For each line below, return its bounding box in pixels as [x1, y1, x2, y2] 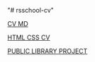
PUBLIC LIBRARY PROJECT [7, 47, 88, 55]
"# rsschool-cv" [7, 6, 55, 14]
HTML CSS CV [7, 33, 50, 42]
